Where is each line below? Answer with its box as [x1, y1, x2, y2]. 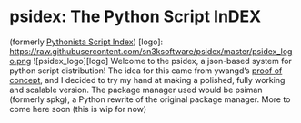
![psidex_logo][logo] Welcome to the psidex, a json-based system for [33, 55, 293, 66]
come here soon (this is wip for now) [9, 103, 147, 114]
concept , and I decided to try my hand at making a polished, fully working [9, 74, 286, 85]
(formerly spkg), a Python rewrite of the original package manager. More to [9, 93, 291, 105]
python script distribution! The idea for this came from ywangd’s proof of [9, 65, 283, 76]
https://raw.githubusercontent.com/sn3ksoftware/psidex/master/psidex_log [9, 45, 293, 56]
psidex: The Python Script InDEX [9, 6, 262, 27]
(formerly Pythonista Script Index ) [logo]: [9, 36, 164, 47]
